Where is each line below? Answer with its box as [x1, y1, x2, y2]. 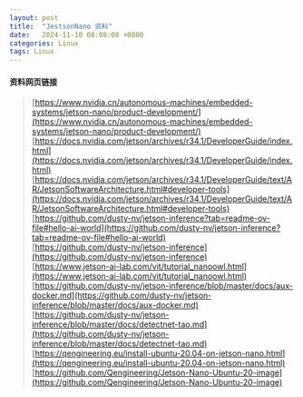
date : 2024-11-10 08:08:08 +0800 [9, 30, 144, 39]
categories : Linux [9, 38, 79, 48]
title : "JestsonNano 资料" [9, 22, 113, 31]
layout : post [9, 13, 59, 23]
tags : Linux [9, 47, 54, 56]
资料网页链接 [9, 76, 57, 87]
